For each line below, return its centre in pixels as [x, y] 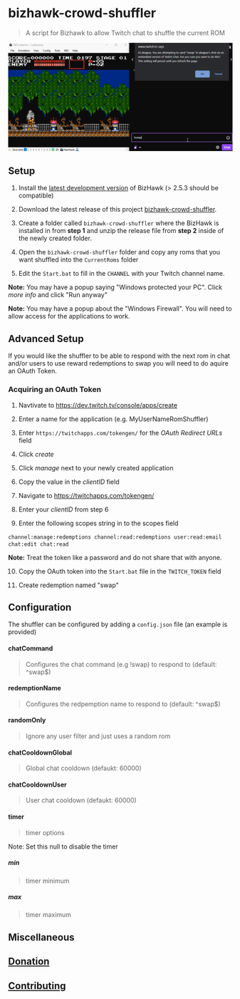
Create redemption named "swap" [69, 585]
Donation [29, 962]
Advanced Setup [46, 339]
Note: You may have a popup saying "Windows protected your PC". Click [115, 287]
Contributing [37, 986]
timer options [45, 832]
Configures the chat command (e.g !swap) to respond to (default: [121, 664]
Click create [36, 454]
